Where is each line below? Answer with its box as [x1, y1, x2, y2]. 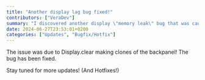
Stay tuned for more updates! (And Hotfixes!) [6, 67, 120, 74]
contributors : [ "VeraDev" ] [6, 15, 75, 21]
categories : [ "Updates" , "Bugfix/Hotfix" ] [6, 32, 116, 38]
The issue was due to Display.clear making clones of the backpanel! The [6, 48, 189, 56]
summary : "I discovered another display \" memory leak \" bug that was [6, 20, 190, 26]
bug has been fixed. [6, 55, 57, 62]
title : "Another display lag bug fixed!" [6, 9, 113, 15]
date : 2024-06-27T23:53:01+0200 [6, 26, 88, 32]
